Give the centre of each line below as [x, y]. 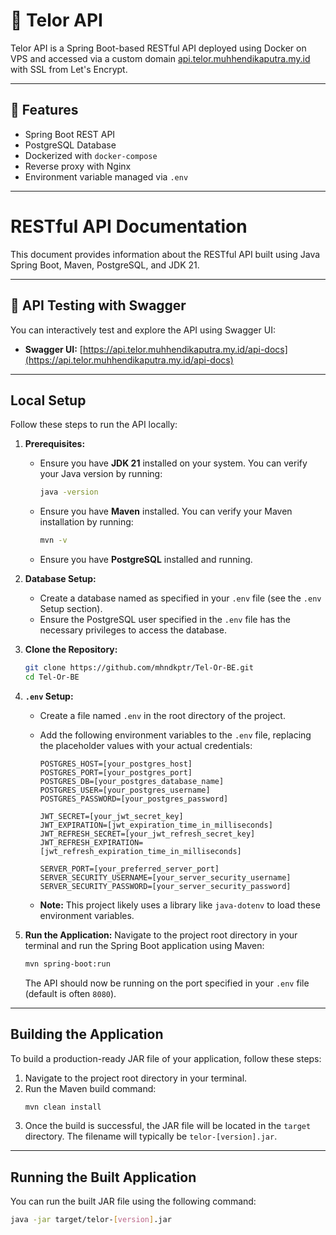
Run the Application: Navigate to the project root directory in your [161, 935]
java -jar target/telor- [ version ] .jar [91, 1220]
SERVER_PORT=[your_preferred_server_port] [129, 869]
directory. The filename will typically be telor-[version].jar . [151, 1136]
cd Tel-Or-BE [52, 677]
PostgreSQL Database [70, 145]
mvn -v [53, 540]
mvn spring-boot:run [67, 964]
